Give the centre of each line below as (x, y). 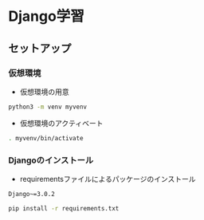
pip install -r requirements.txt (64, 208)
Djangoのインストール (51, 160)
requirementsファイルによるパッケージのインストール (108, 179)
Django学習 (47, 16)
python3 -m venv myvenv (48, 107)
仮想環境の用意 (44, 92)
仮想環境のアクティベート (61, 123)
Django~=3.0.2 (32, 194)
